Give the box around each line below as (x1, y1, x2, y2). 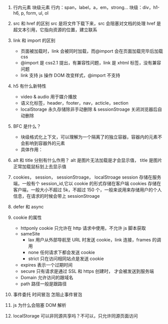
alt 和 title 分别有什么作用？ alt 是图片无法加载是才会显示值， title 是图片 (13, 157, 162, 163)
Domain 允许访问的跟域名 (20, 275, 74, 280)
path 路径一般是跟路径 (20, 281, 67, 287)
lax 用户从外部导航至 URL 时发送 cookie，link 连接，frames (28, 237, 151, 242)
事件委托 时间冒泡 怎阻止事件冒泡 (13, 291, 82, 297)
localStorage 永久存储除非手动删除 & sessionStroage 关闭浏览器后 (20, 106, 158, 112)
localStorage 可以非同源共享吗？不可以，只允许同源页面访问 (13, 313, 138, 318)
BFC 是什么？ (13, 123, 41, 129)
